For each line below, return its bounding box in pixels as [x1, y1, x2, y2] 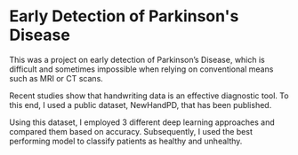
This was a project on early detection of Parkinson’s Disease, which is [9, 54, 265, 65]
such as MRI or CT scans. [9, 73, 104, 83]
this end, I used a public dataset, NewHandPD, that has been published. [9, 99, 272, 110]
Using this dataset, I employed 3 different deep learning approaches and [9, 117, 276, 128]
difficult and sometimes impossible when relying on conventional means [9, 64, 274, 74]
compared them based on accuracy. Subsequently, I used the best [9, 126, 254, 136]
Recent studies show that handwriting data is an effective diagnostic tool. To [9, 90, 289, 101]
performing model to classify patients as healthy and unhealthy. [9, 136, 243, 146]
